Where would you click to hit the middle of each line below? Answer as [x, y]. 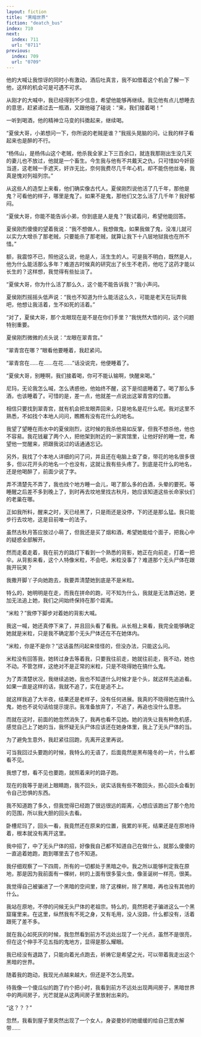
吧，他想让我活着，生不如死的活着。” [51, 304]
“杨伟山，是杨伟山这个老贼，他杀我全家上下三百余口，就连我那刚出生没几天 [99, 153]
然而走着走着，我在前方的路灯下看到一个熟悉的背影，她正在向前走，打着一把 [100, 552]
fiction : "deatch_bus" [34, 23]
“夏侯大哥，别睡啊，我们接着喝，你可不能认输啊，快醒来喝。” [81, 376]
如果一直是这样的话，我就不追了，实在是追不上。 [66, 686]
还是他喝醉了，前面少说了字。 [43, 471]
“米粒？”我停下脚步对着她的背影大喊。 [53, 613]
